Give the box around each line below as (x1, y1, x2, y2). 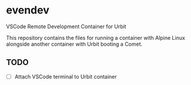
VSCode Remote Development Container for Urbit (6, 23, 126, 30)
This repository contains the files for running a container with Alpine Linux (6, 34, 185, 41)
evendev (6, 4, 50, 17)
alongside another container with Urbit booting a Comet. (6, 40, 143, 47)
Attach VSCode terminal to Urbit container (14, 73, 118, 80)
